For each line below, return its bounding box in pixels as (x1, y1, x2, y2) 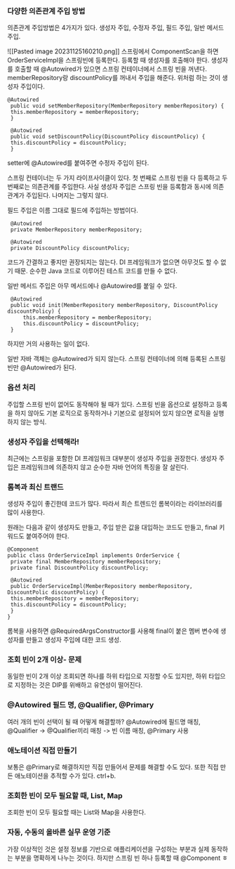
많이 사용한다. (7, 508, 46, 517)
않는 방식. (20, 417, 47, 426)
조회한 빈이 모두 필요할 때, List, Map (7, 791, 123, 800)
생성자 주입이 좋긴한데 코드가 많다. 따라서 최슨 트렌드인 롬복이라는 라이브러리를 (7, 499, 223, 508)
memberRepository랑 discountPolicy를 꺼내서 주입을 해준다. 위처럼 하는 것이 (7, 74, 221, 82)
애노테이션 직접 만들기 (7, 745, 77, 755)
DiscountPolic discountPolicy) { (7, 589, 105, 596)
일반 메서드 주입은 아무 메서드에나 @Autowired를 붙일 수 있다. (7, 282, 177, 290)
